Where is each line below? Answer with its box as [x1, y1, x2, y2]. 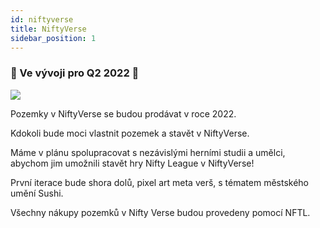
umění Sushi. [10, 187, 64, 199]
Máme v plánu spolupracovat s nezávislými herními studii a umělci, [10, 146, 286, 158]
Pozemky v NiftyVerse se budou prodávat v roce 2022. [10, 107, 237, 120]
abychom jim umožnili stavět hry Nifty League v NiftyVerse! [10, 157, 255, 169]
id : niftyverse [10, 14, 74, 25]
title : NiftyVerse [10, 24, 87, 34]
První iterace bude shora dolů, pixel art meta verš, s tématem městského [10, 176, 310, 188]
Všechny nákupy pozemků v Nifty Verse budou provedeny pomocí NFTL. [10, 206, 311, 218]
